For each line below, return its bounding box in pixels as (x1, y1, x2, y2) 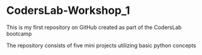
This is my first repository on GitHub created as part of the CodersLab (6, 24, 182, 31)
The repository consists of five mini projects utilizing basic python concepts (6, 42, 197, 49)
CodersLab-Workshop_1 (6, 4, 130, 18)
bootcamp (6, 30, 32, 37)
